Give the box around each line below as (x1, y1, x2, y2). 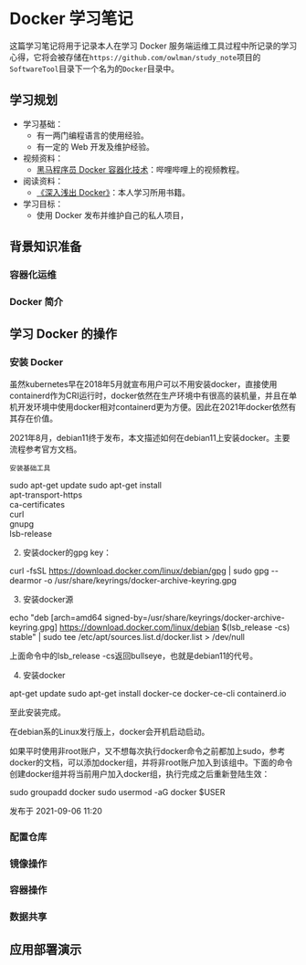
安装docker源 (22, 593, 74, 604)
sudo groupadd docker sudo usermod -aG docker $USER (9, 786, 226, 797)
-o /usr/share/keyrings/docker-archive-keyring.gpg (44, 574, 237, 585)
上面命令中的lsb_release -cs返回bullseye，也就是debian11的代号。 (9, 650, 259, 661)
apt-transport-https (9, 489, 83, 500)
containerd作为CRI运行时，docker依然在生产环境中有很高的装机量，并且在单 (9, 390, 298, 401)
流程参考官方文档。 (9, 444, 82, 455)
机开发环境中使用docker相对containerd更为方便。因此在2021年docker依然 (9, 401, 289, 412)
